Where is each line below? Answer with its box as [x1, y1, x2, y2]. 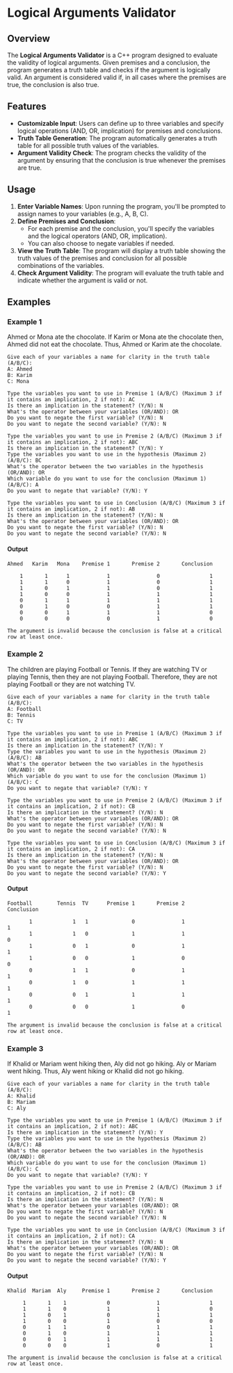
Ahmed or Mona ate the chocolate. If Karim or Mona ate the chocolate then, [7, 332, 224, 342]
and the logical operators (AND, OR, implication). [27, 232, 168, 240]
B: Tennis [7, 712, 36, 718]
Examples [7, 296, 51, 308]
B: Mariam [7, 1099, 36, 1106]
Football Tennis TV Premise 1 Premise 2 [7, 900, 186, 907]
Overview [7, 33, 51, 45]
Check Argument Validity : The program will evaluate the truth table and [17, 268, 225, 277]
